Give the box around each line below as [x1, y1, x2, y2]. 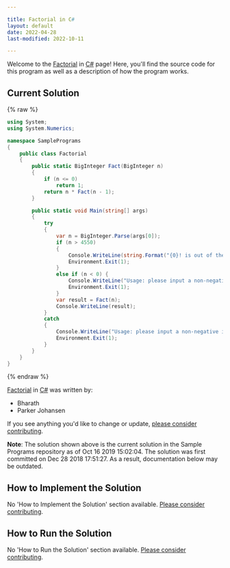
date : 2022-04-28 [7, 29, 57, 36]
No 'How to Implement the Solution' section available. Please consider [7, 500, 205, 508]
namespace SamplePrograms [7, 137, 81, 144]
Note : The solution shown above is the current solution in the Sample [7, 440, 202, 449]
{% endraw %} [7, 372, 49, 381]
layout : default [7, 22, 53, 29]
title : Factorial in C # [7, 16, 75, 23]
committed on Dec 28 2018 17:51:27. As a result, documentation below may [7, 455, 218, 463]
